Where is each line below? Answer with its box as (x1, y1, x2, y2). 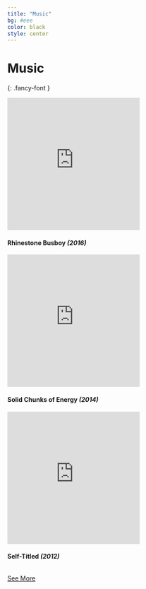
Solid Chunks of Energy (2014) (7, 395, 99, 403)
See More (7, 573, 36, 583)
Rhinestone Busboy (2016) (7, 238, 87, 247)
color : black (7, 23, 46, 30)
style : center (7, 30, 49, 37)
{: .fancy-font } (7, 84, 51, 93)
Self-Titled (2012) (7, 552, 60, 561)
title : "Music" (7, 10, 52, 18)
